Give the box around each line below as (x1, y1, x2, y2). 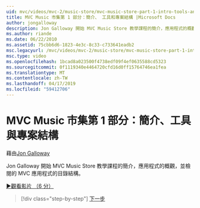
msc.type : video (6, 53, 46, 59)
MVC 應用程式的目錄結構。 (17, 169, 84, 176)
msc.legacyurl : (6, 48, 44, 54)
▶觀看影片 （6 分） (6, 182, 54, 190)
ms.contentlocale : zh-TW (6, 75, 68, 81)
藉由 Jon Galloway (6, 150, 50, 157)
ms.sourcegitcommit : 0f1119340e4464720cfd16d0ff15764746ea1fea (6, 64, 167, 70)
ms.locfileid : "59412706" (6, 86, 70, 92)
